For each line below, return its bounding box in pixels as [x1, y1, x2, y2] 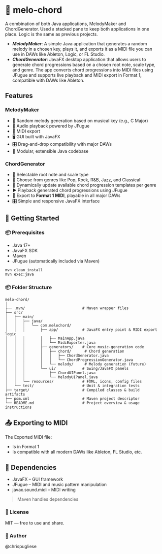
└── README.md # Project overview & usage [5, 400, 140, 405]
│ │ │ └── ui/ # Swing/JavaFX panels [5, 366, 129, 371]
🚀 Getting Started [5, 214, 60, 223]
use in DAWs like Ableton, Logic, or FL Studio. [12, 51, 105, 57]
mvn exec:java [5, 272, 34, 277]
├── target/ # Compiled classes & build [5, 388, 140, 392]
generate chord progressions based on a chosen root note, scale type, [12, 62, 156, 67]
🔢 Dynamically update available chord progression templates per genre [12, 182, 157, 188]
